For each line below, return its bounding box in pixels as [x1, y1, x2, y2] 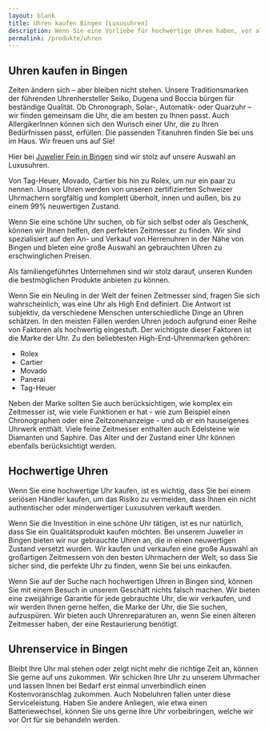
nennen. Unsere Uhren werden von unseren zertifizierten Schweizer [8, 185, 234, 194]
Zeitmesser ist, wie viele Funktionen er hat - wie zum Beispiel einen [8, 407, 231, 417]
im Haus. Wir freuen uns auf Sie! [8, 136, 115, 146]
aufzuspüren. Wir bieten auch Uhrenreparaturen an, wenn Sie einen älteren [8, 611, 256, 620]
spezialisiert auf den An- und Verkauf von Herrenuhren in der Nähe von [8, 234, 244, 244]
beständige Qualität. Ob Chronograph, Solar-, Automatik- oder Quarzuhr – [8, 102, 252, 112]
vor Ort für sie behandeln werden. [8, 715, 120, 725]
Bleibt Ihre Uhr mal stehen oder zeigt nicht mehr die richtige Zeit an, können [8, 664, 259, 673]
